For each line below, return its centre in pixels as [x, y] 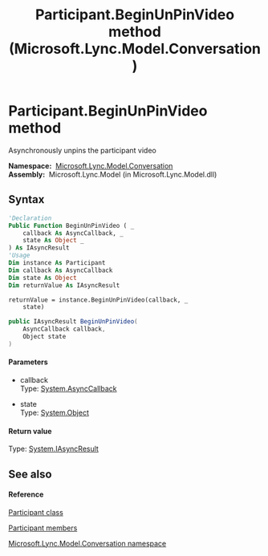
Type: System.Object [55, 412]
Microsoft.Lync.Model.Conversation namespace [87, 543]
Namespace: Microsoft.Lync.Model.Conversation [91, 165]
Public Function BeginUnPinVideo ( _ [71, 225]
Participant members [43, 528]
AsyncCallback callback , [64, 329]
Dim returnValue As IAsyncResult [64, 285]
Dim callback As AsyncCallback [61, 270]
